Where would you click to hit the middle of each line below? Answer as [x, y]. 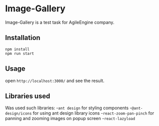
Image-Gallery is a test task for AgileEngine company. [60, 22]
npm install [17, 49]
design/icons [19, 114]
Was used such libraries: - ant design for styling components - [68, 108]
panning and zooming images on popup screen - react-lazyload [70, 119]
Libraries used [28, 96]
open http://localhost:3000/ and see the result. [55, 81]
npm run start [20, 53]
